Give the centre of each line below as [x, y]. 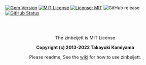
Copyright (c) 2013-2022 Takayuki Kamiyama [85, 47]
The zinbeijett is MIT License [85, 38]
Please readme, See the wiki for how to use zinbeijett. [85, 57]
